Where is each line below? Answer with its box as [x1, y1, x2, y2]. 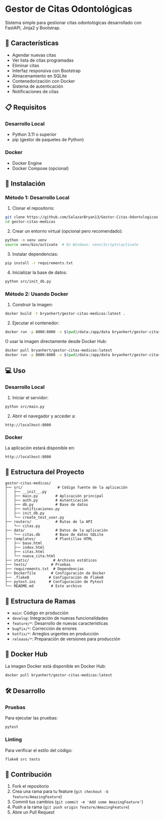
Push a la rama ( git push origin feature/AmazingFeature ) [12, 804, 130, 810]
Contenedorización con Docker [12, 78, 75, 84]
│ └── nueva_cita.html [5, 554, 56, 559]
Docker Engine [12, 160, 42, 166]
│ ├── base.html [5, 541, 42, 546]
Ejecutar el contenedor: [12, 320, 60, 326]
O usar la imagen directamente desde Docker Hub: [5, 338, 107, 344]
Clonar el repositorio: [12, 205, 55, 211]
